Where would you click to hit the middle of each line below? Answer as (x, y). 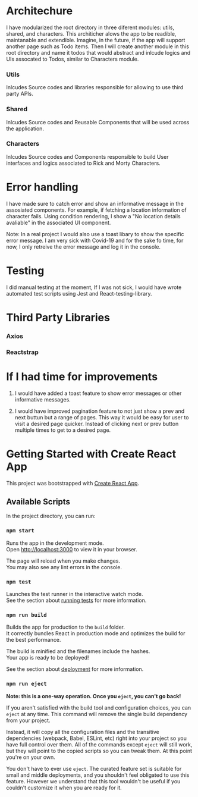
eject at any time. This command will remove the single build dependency (97, 714)
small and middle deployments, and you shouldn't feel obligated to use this (98, 775)
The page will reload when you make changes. (63, 561)
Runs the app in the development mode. (55, 543)
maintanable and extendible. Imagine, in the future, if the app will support (96, 40)
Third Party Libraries (58, 317)
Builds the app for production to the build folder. (66, 627)
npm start (20, 531)
